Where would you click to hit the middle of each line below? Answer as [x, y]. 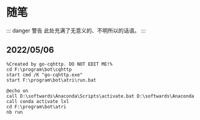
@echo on [17, 91]
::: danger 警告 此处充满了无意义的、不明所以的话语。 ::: [76, 30]
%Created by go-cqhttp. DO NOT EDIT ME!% [60, 64]
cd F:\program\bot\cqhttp [39, 69]
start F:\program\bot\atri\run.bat [51, 80]
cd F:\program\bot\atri [36, 107]
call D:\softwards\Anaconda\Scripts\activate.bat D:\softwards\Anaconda [100, 96]
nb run [15, 112]
